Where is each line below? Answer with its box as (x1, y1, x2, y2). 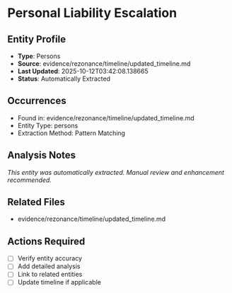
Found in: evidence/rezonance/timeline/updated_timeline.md (17, 113, 195, 122)
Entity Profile (7, 33, 66, 45)
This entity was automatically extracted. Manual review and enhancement (7, 168, 225, 176)
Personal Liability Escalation (7, 5, 178, 21)
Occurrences (7, 95, 66, 107)
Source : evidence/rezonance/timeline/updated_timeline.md (17, 59, 191, 68)
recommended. (7, 176, 52, 184)
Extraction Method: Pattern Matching (17, 129, 126, 137)
